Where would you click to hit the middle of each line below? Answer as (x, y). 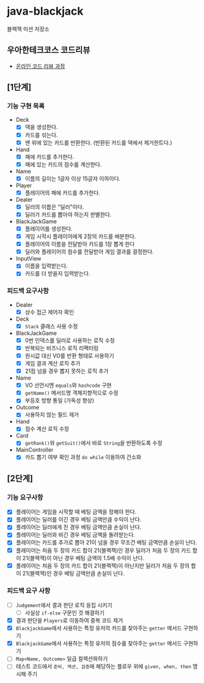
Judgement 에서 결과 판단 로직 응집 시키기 (64, 605)
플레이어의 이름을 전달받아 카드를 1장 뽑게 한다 (80, 244)
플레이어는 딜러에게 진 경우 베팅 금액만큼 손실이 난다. (78, 527)
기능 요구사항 (25, 497)
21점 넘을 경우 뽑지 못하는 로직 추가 (67, 371)
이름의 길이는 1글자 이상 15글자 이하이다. (73, 178)
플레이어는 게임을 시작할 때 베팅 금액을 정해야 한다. (76, 512)
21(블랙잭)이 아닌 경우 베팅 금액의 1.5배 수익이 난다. (83, 558)
